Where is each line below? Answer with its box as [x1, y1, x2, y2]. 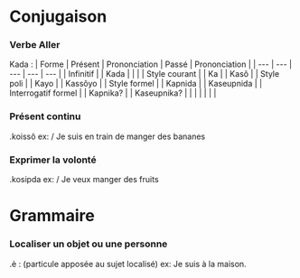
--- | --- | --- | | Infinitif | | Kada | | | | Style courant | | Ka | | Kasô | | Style [9, 69, 280, 79]
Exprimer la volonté [9, 153, 97, 166]
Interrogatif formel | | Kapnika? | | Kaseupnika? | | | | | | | [9, 88, 217, 98]
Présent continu [9, 110, 81, 123]
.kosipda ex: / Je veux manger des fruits [9, 174, 160, 185]
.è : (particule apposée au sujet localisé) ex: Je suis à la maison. [9, 258, 247, 269]
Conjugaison [9, 6, 108, 27]
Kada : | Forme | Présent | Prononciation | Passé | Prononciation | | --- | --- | [9, 59, 292, 69]
